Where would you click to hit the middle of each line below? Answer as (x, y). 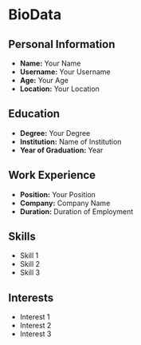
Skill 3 (30, 272)
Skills (22, 237)
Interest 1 (35, 317)
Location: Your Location (59, 89)
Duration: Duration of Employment (76, 211)
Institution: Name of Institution (70, 141)
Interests (31, 297)
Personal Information (62, 44)
